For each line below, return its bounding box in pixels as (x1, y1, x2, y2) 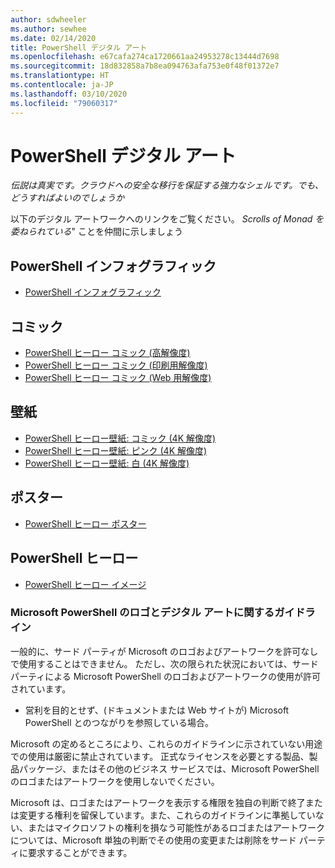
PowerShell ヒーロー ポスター (24, 517, 147, 530)
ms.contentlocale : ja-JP (10, 80, 114, 90)
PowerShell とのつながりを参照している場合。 (24, 716, 215, 728)
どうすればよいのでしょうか (10, 192, 125, 204)
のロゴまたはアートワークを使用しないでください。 (10, 775, 220, 787)
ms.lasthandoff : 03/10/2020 (10, 89, 128, 99)
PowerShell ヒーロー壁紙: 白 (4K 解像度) (24, 457, 190, 469)
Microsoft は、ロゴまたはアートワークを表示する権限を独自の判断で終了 (10, 796, 306, 808)
